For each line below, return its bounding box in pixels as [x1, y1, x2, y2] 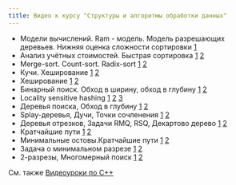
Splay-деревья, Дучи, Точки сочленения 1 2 [19, 109, 170, 120]
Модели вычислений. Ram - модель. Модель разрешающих [19, 33, 226, 43]
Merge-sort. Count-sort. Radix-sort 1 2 [19, 59, 147, 69]
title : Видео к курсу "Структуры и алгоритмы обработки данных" [8, 11, 227, 20]
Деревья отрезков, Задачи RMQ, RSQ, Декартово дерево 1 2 [19, 118, 228, 128]
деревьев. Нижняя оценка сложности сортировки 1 [19, 41, 198, 52]
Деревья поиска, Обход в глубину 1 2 [19, 101, 149, 111]
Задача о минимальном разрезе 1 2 [19, 144, 142, 153]
